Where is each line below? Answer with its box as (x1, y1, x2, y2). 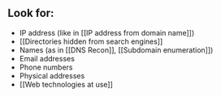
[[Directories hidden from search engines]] (19, 36, 163, 46)
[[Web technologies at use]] (19, 79, 113, 89)
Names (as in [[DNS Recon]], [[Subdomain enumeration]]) (19, 44, 214, 55)
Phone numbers (19, 62, 73, 72)
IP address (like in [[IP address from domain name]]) (19, 27, 195, 37)
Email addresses (19, 53, 75, 63)
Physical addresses (19, 70, 85, 80)
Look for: (7, 6, 54, 20)
